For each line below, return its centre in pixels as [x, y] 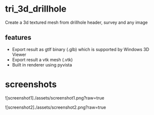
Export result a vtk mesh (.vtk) [42, 60]
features [18, 38]
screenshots [31, 84]
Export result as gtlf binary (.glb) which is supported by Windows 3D [81, 49]
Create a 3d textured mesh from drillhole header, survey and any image [77, 22]
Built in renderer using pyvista [42, 65]
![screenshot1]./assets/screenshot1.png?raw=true [55, 98]
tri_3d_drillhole [36, 9]
